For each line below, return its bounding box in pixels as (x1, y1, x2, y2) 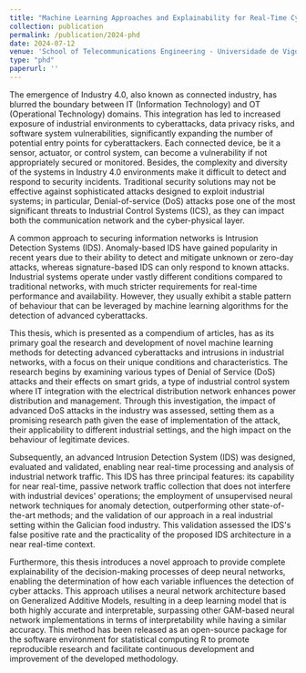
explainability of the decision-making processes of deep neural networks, (9, 566, 286, 576)
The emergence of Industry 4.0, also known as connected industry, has (9, 88, 278, 100)
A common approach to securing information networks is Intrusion (9, 232, 259, 243)
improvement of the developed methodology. (9, 653, 179, 664)
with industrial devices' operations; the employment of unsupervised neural (9, 490, 293, 501)
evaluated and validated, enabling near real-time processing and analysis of (9, 461, 294, 472)
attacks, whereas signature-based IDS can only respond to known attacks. (9, 261, 290, 272)
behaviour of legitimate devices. (9, 433, 130, 444)
